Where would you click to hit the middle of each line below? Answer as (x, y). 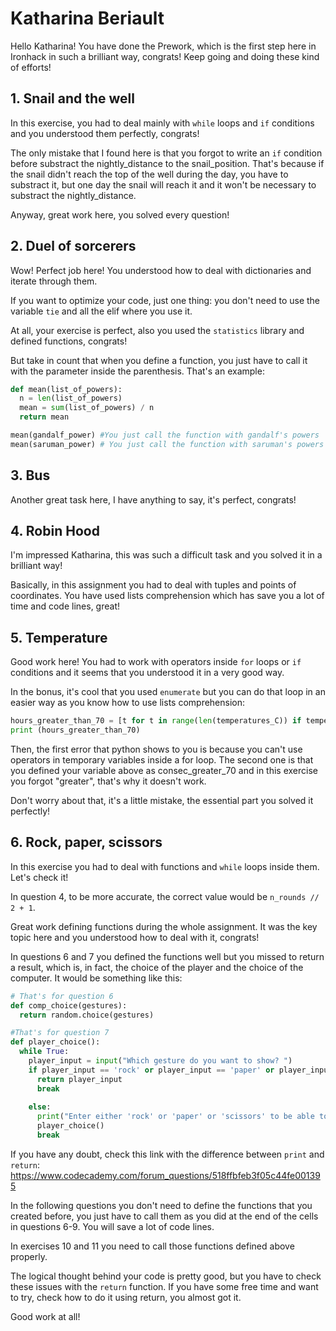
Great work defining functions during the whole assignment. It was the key (164, 926)
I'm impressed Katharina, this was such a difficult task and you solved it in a (166, 555)
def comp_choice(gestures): (69, 1005)
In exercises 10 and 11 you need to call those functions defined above (152, 1246)
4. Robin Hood (55, 531)
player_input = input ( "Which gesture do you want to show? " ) (160, 1061)
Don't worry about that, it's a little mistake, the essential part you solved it (162, 800)
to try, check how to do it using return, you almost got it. (126, 1297)
